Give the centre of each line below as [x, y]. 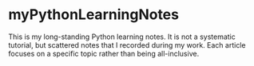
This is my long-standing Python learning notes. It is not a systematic [122, 37]
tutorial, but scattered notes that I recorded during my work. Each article [127, 45]
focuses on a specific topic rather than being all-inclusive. [104, 53]
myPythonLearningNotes [94, 15]
